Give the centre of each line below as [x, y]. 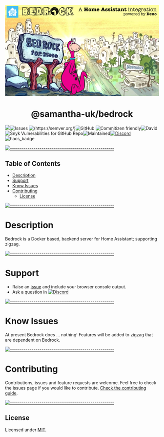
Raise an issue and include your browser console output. [69, 286]
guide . [11, 393]
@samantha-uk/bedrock [82, 114]
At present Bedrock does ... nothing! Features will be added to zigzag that [79, 334]
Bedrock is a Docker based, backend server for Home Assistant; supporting [81, 239]
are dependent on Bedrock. [32, 340]
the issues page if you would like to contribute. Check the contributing [76, 388]
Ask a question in [30, 292]
